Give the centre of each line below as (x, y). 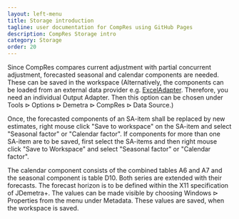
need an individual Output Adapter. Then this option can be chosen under (115, 97)
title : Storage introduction (51, 21)
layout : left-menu (35, 14)
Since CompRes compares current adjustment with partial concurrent (110, 67)
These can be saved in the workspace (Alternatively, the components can (116, 82)
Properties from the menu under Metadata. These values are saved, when (116, 201)
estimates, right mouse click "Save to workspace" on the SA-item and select (119, 126)
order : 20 (22, 47)
